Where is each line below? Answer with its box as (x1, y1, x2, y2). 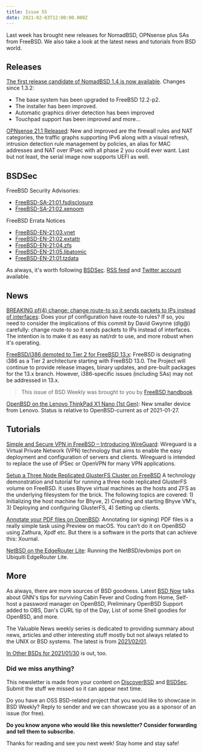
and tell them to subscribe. (6, 727, 76, 735)
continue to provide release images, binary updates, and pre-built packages (6, 363, 196, 371)
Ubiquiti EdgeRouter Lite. (6, 553, 68, 560)
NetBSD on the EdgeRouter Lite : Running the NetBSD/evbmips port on (6, 547, 181, 554)
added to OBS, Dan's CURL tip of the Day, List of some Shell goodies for (6, 606, 187, 614)
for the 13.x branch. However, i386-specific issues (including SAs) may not (6, 370, 193, 377)
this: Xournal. (6, 535, 39, 542)
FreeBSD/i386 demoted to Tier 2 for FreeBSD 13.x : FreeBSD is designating (6, 350, 191, 358)
